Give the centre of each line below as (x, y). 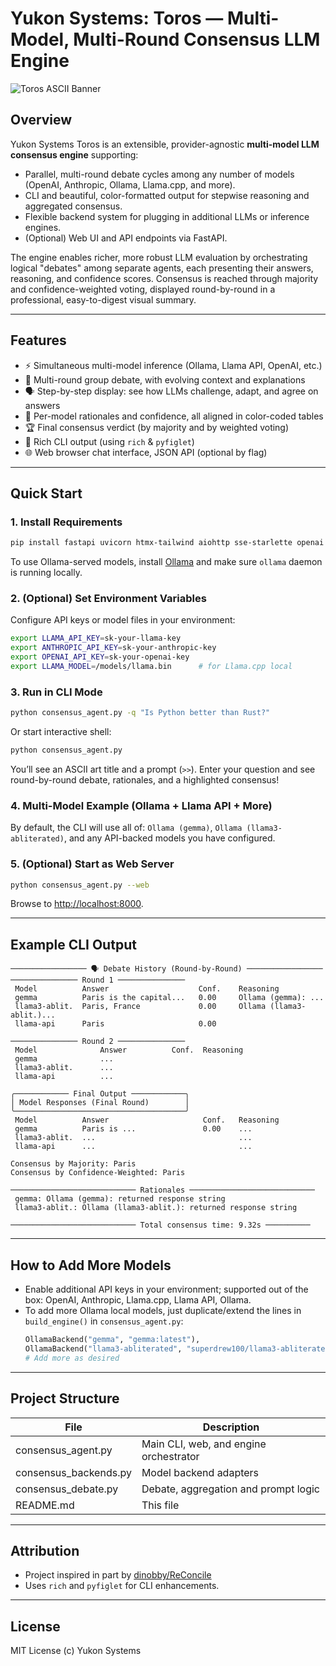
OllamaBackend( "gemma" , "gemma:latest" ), (112, 1340)
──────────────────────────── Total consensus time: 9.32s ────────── (160, 1225)
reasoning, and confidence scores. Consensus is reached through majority (164, 278)
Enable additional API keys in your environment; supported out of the (166, 1289)
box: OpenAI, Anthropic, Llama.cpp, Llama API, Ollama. (138, 1300)
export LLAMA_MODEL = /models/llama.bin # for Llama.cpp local (151, 667)
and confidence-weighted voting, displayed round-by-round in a (143, 289)
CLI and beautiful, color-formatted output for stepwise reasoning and (167, 195)
